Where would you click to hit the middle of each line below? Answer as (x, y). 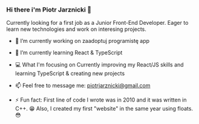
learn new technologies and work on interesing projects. (77, 29)
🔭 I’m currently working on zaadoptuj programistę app (82, 41)
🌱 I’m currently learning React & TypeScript (69, 53)
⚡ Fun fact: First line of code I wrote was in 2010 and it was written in (101, 100)
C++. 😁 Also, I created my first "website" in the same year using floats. (104, 109)
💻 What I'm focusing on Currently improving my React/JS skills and (99, 65)
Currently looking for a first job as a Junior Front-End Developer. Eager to (97, 23)
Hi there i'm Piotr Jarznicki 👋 (49, 10)
